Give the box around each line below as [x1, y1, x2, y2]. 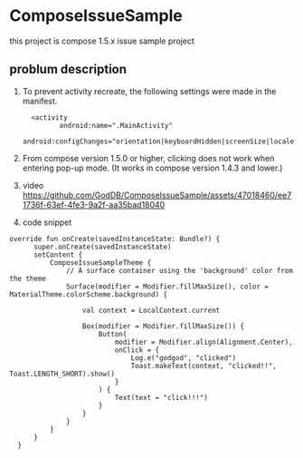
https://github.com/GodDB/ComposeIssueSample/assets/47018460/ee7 [22, 190, 292, 200]
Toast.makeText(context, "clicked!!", [130, 361, 278, 370]
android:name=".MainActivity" [59, 121, 174, 130]
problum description [9, 62, 128, 77]
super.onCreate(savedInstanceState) [33, 242, 172, 251]
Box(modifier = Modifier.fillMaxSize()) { [81, 321, 245, 331]
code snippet [22, 217, 72, 228]
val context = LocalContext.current [81, 306, 221, 315]
